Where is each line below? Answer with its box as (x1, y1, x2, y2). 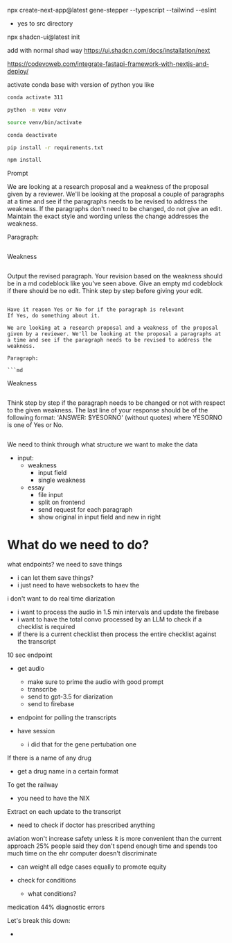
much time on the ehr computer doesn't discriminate (7, 849, 157, 858)
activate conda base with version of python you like (7, 81, 154, 89)
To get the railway (7, 781, 59, 789)
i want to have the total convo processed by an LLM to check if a (17, 615, 202, 624)
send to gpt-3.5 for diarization (27, 692, 114, 701)
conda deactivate (7, 131, 57, 138)
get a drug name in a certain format (17, 767, 119, 776)
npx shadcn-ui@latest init (7, 33, 80, 41)
